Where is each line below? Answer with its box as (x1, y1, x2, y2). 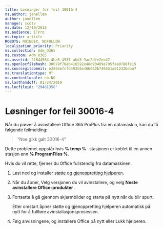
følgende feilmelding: (5, 127, 48, 133)
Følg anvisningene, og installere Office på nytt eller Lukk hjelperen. (12, 218, 147, 224)
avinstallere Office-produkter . (12, 184, 76, 191)
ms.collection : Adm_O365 (5, 48, 56, 53)
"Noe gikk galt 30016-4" (17, 137, 66, 142)
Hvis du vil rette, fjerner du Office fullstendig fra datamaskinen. (5, 160, 132, 166)
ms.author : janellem (5, 12, 47, 17)
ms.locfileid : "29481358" (5, 84, 58, 90)
